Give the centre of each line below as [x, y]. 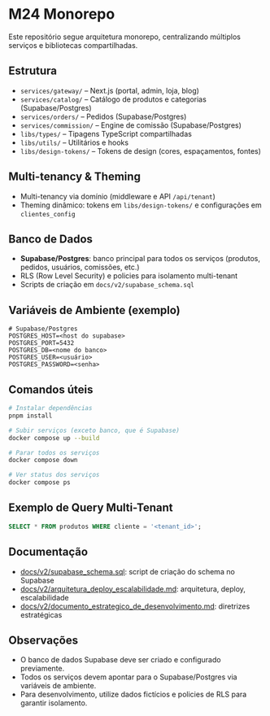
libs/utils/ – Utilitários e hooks [74, 142]
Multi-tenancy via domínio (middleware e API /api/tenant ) [118, 196]
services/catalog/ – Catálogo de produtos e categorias [113, 99]
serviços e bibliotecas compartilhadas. [73, 45]
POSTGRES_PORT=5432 [41, 343]
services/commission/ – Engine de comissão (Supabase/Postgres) [131, 125]
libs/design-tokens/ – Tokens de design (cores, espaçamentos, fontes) [141, 151]
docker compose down [44, 461]
